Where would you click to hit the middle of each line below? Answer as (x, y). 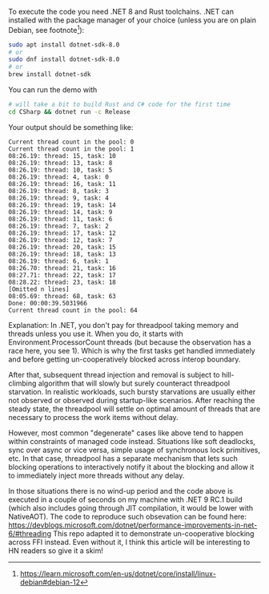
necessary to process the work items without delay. (93, 417)
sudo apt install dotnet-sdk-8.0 (64, 44)
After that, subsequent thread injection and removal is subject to (114, 374)
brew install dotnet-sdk (50, 75)
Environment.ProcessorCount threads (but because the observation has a (130, 342)
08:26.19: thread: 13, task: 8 (60, 163)
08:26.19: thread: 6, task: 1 (59, 261)
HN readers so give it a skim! (56, 550)
